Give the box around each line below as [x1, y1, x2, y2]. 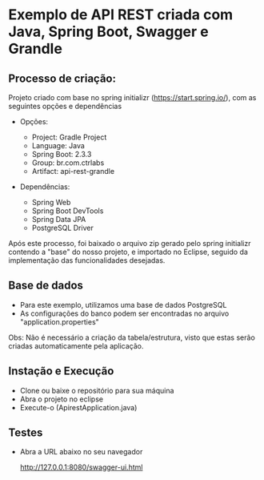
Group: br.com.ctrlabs [31, 158, 105, 167]
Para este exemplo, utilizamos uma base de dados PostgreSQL [19, 300, 227, 309]
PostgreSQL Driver [31, 223, 94, 232]
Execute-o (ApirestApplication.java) [19, 402, 138, 412]
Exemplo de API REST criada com [8, 6, 234, 24]
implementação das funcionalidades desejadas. [8, 256, 166, 265]
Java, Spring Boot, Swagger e [8, 22, 210, 41]
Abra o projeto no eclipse [19, 394, 104, 404]
